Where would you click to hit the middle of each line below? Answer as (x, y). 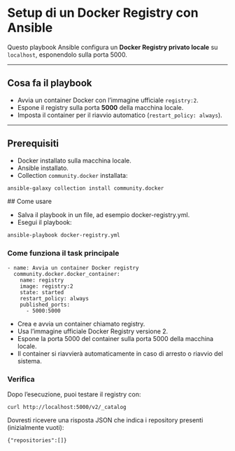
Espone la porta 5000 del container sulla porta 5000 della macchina (115, 338)
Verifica (21, 379)
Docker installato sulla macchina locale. (74, 160)
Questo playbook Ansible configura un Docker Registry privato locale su (113, 47)
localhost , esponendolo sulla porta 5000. (67, 55)
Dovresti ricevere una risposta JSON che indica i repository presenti (105, 420)
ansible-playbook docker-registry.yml (64, 235)
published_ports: (45, 305)
